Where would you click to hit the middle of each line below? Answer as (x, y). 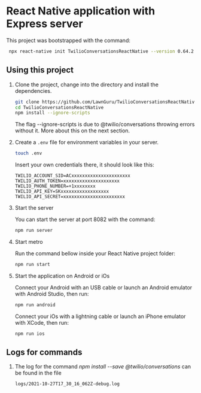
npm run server (34, 231)
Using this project (40, 70)
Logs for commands (44, 353)
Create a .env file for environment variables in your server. (87, 143)
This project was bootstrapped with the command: (68, 40)
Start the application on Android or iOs (62, 276)
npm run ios (30, 334)
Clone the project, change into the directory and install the (86, 84)
